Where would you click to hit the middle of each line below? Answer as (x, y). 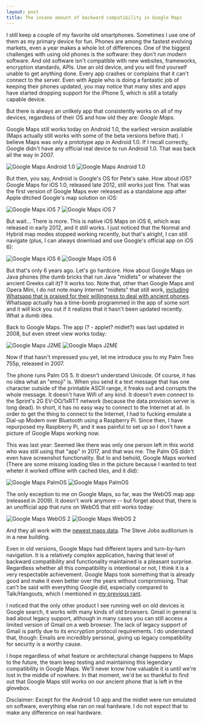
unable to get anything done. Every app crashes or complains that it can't (98, 73)
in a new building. (28, 537)
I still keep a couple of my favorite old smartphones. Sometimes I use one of (101, 35)
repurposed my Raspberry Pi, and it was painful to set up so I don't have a (98, 426)
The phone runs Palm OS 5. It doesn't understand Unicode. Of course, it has (101, 375)
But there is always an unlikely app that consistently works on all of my (94, 111)
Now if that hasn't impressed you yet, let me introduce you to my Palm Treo (100, 357)
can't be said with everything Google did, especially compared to (87, 587)
